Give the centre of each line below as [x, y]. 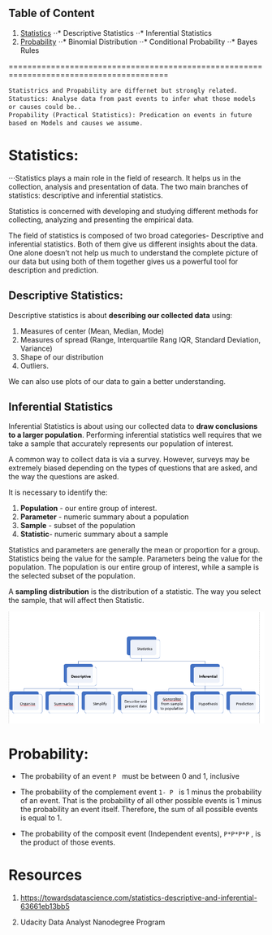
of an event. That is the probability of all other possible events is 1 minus [141, 801]
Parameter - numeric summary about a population [104, 517]
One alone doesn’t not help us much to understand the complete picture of [133, 252]
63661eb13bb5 [45, 907]
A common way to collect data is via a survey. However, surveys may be [129, 460]
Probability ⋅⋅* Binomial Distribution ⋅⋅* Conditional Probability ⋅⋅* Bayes [139, 42]
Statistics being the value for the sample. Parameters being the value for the [136, 559]
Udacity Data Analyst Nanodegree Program [93, 922]
